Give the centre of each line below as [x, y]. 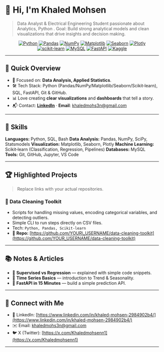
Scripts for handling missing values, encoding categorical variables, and [85, 212]
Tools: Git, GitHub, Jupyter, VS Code [42, 154]
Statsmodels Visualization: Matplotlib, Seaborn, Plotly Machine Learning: [80, 144]
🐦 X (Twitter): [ [28, 333]
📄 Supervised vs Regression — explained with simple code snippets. [82, 273]
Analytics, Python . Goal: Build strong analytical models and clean [83, 28]
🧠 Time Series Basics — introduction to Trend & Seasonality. [73, 278]
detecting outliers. [30, 217]
